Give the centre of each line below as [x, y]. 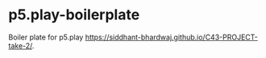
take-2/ [21, 45]
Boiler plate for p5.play [46, 37]
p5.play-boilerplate [74, 15]
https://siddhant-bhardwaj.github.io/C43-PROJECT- [171, 37]
